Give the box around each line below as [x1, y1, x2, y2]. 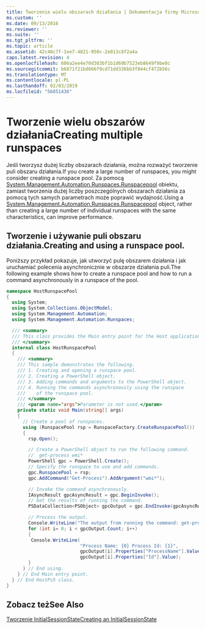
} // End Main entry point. [17, 571, 88, 577]
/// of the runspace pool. [17, 390, 95, 396]
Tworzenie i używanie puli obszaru [6, 231, 142, 242]
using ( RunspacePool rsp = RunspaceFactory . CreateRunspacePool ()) [22, 424, 195, 430]
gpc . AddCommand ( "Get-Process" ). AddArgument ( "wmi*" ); [28, 475, 165, 481]
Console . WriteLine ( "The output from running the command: [28, 520, 179, 526]
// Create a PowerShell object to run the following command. [28, 447, 190, 453]
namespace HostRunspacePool [6, 288, 78, 294]
